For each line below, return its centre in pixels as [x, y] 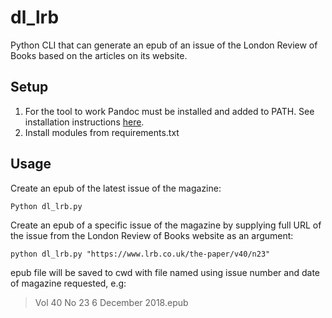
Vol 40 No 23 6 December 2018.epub [111, 302]
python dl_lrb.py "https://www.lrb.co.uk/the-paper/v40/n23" [140, 254]
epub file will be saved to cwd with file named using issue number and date [165, 272]
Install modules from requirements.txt [102, 132]
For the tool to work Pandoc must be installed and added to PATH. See [169, 111]
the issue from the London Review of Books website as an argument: [152, 235]
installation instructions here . [84, 122]
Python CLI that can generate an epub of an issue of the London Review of [164, 45]
